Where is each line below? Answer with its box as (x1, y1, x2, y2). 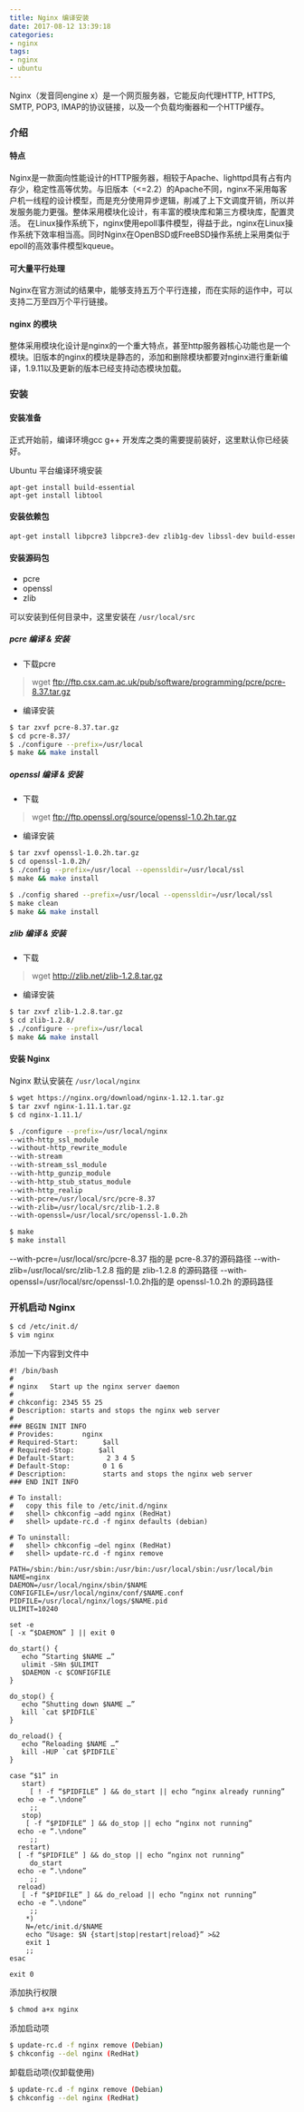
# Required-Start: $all (9, 1438, 119, 1448)
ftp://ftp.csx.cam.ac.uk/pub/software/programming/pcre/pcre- (52, 676, 287, 687)
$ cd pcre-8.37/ (9, 732, 71, 741)
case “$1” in (9, 1772, 59, 1781)
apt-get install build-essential (9, 483, 136, 492)
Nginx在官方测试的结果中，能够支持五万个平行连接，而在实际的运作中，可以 (9, 285, 293, 296)
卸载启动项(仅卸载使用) (9, 2067, 95, 2078)
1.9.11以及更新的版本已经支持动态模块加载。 (24, 363, 187, 374)
